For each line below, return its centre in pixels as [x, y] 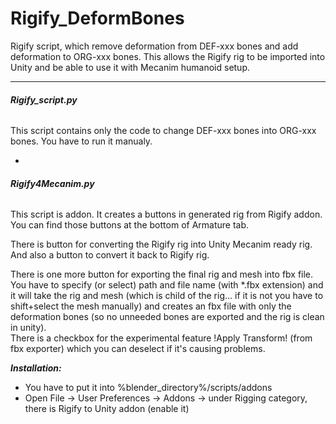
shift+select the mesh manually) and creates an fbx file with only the [151, 306]
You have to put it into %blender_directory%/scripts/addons [148, 388]
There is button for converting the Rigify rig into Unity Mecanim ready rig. [161, 244]
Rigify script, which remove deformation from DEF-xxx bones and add [154, 46]
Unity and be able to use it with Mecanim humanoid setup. [130, 67]
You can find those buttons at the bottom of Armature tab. [130, 225]
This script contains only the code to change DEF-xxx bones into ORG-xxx [163, 131]
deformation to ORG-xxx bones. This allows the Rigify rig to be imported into [168, 56]
